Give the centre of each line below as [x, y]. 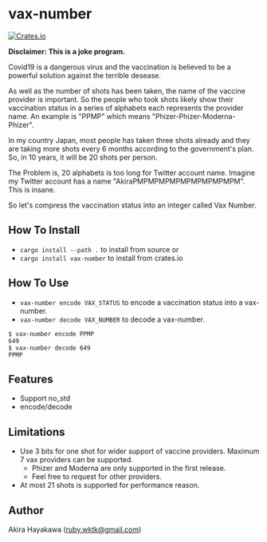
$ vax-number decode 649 [49, 348]
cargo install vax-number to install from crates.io [101, 258]
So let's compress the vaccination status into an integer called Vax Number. [132, 205]
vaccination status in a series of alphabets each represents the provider [126, 108]
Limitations [37, 432]
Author [26, 510]
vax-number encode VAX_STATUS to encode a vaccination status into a [131, 302]
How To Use [39, 283]
